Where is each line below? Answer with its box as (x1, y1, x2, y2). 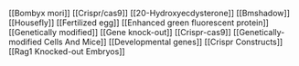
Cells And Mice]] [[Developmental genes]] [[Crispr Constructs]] (43, 36, 283, 47)
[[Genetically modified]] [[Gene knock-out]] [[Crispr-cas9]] (8, 27, 232, 37)
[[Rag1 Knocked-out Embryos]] (8, 46, 125, 57)
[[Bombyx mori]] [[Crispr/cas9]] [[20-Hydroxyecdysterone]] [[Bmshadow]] (8, 8, 290, 18)
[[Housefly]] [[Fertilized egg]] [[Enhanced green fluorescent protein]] (8, 17, 269, 28)
